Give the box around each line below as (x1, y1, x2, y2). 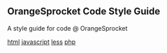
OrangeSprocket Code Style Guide (7, 6, 161, 17)
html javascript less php (7, 38, 76, 46)
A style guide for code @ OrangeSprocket (7, 24, 128, 32)
